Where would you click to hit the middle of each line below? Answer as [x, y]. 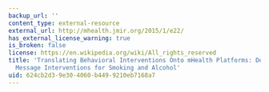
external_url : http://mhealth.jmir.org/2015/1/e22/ [96, 30]
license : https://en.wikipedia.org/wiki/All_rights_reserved [112, 53]
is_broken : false [37, 46]
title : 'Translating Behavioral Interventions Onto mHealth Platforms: [130, 61]
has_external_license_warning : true [69, 38]
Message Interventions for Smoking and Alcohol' [98, 68]
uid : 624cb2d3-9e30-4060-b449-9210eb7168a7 [82, 75]
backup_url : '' [34, 16]
